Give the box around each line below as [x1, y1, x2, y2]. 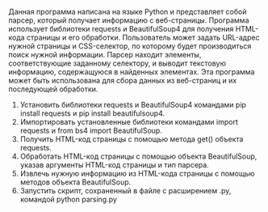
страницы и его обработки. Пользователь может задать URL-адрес [27, 32, 260, 42]
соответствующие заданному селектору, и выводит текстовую [8, 58, 226, 68]
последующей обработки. [8, 84, 98, 94]
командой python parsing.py [19, 194, 117, 204]
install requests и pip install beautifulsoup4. [19, 108, 165, 118]
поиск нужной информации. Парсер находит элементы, [8, 50, 202, 59]
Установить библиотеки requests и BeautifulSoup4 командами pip [19, 100, 246, 109]
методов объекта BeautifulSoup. [19, 177, 132, 187]
